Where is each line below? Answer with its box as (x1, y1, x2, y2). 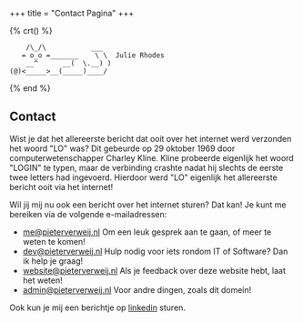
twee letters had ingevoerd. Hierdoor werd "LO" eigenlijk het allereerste (9, 172, 278, 183)
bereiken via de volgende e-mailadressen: (9, 208, 167, 219)
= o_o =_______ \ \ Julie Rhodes (21, 51, 166, 60)
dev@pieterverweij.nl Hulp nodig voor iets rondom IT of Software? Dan (22, 246, 288, 257)
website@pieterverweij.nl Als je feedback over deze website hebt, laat (22, 265, 287, 276)
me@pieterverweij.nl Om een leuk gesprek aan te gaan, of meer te (22, 226, 272, 237)
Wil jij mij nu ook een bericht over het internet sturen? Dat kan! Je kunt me (9, 199, 287, 210)
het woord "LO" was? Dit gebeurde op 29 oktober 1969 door (9, 143, 236, 154)
